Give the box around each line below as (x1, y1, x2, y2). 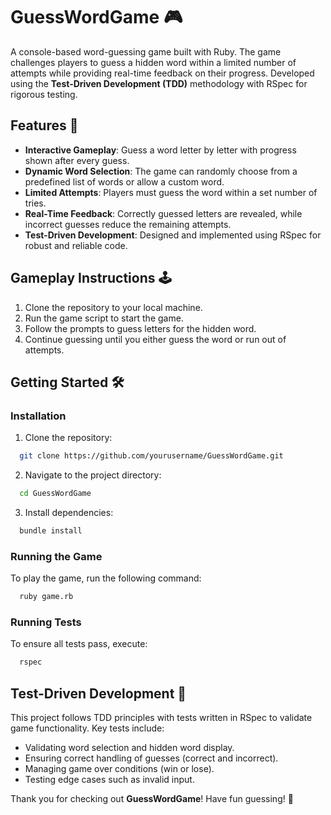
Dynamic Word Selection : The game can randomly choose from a (24, 165, 298, 177)
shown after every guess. (24, 154, 130, 166)
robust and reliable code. (24, 239, 128, 251)
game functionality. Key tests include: (10, 722, 165, 734)
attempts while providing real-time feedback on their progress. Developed (10, 67, 315, 79)
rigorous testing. (10, 88, 78, 100)
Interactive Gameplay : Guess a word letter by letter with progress (24, 144, 297, 156)
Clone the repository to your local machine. (24, 301, 203, 313)
